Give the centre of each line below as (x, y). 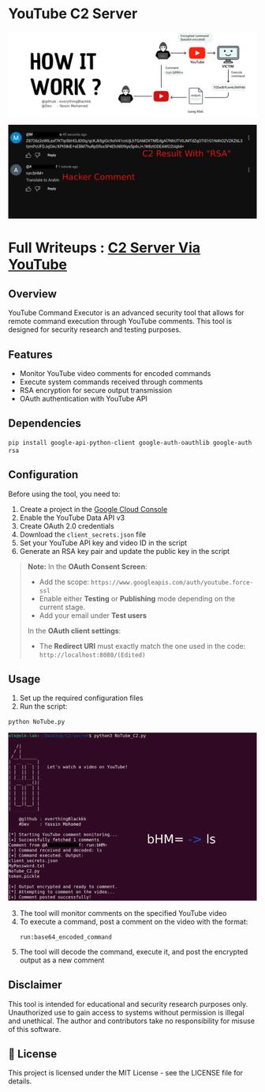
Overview (33, 294)
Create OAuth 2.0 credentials (67, 525)
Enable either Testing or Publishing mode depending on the (137, 598)
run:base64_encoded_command (65, 937)
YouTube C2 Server (73, 14)
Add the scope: (64, 582)
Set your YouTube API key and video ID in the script (103, 543)
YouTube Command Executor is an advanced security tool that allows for (126, 313)
